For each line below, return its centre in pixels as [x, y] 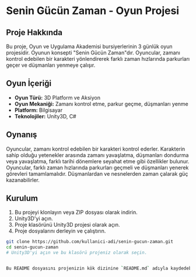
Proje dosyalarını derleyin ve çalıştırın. [60, 231]
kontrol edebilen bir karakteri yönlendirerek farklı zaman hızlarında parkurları [98, 59]
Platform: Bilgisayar [38, 110]
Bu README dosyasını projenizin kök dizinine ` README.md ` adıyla [87, 269]
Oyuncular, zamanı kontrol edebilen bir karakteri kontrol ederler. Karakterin [96, 149]
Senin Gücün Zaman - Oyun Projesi [93, 11]
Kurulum [22, 198]
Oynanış [22, 135]
